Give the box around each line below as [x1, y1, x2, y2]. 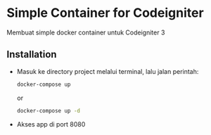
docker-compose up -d [16, 107, 80, 114]
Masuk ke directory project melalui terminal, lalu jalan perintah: [16, 67, 199, 75]
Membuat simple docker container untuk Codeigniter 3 [6, 28, 165, 37]
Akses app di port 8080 [16, 120, 86, 128]
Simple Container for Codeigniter [6, 5, 205, 21]
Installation [6, 49, 57, 60]
